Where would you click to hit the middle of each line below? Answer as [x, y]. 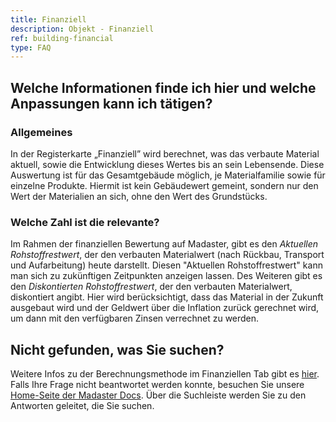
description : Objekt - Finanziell [82, 29]
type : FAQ [31, 47]
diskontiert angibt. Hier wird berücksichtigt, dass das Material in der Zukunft [167, 297]
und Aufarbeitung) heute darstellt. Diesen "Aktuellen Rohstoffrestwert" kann [166, 265]
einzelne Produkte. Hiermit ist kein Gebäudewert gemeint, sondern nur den [164, 185]
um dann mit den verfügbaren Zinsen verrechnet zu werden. [135, 318]
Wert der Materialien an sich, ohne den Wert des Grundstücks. [139, 196]
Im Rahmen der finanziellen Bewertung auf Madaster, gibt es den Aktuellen [164, 244]
